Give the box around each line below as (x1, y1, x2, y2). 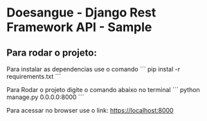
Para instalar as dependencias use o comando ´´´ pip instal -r (6, 65, 181, 73)
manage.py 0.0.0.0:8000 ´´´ (6, 93, 84, 101)
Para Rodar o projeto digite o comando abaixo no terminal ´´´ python (6, 86, 200, 93)
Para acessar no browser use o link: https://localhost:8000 (6, 107, 174, 114)
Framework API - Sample (6, 19, 152, 35)
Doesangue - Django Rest (6, 5, 156, 21)
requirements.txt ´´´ (6, 72, 62, 80)
